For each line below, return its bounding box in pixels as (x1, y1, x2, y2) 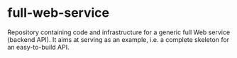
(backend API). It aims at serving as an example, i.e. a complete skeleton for (7, 35, 229, 43)
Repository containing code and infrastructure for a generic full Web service (7, 28, 231, 36)
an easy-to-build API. (7, 43, 70, 51)
